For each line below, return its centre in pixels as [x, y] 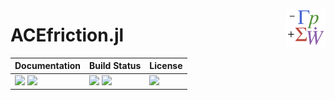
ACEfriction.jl [67, 35]
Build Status [115, 66]
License [166, 66]
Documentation [48, 66]
